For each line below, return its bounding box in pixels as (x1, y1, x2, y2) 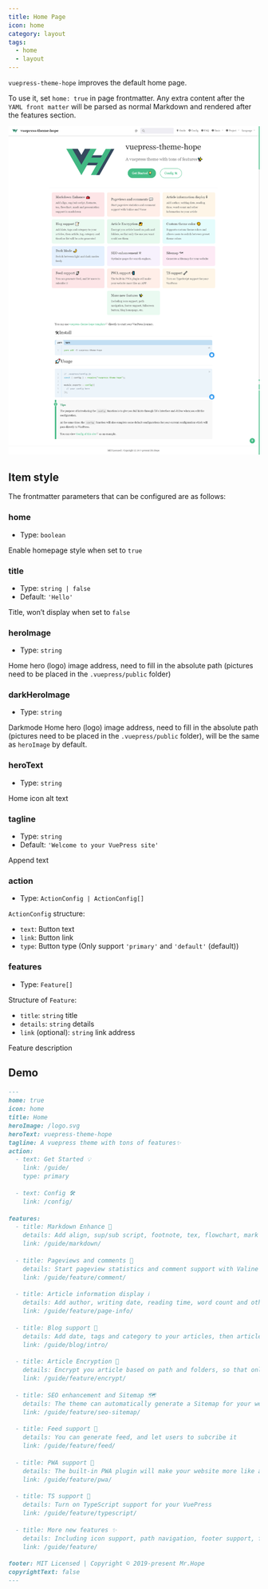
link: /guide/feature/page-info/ (22, 1307, 134, 1315)
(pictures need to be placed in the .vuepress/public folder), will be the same (8, 731, 260, 741)
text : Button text (19, 925, 75, 934)
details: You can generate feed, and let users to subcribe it (22, 1433, 238, 1441)
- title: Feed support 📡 (15, 1425, 98, 1433)
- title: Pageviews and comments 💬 (15, 1256, 134, 1265)
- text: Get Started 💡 (15, 1155, 92, 1163)
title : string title (19, 1010, 78, 1020)
